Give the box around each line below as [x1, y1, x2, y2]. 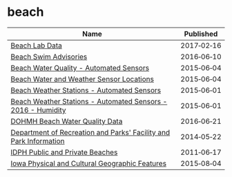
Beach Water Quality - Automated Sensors [10, 63, 150, 72]
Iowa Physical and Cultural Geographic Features [10, 158, 167, 168]
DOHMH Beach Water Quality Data [10, 116, 123, 126]
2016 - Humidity [10, 105, 66, 114]
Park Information [10, 136, 65, 145]
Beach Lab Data [10, 41, 62, 50]
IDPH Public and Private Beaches [10, 147, 118, 157]
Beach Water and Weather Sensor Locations [10, 74, 154, 83]
